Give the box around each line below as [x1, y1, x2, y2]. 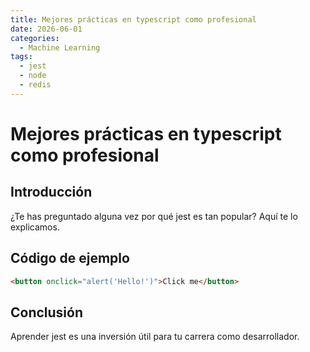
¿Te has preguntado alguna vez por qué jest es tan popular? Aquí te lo [10, 210, 298, 222]
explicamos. [10, 221, 60, 233]
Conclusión [10, 304, 84, 321]
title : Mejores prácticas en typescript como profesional [10, 14, 257, 25]
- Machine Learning [19, 42, 101, 53]
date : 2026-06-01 [10, 24, 83, 34]
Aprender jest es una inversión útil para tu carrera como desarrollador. [10, 331, 300, 343]
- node [19, 71, 47, 81]
